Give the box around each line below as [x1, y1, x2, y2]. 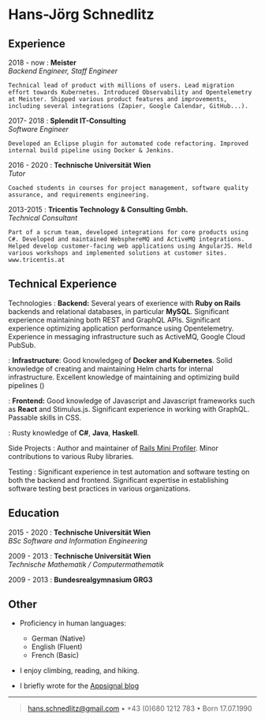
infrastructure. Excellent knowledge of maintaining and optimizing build [8, 372, 240, 382]
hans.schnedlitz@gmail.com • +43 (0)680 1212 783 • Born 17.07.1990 [27, 704, 252, 713]
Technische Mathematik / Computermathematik [8, 559, 164, 569]
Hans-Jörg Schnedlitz [8, 6, 155, 24]
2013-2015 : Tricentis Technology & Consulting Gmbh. [8, 205, 188, 214]
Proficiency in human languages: [19, 618, 127, 628]
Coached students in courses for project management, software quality [8, 184, 248, 192]
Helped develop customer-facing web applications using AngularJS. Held [8, 242, 252, 250]
